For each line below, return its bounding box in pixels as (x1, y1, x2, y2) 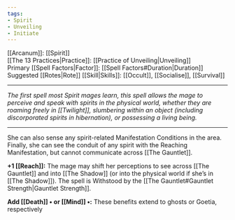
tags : (7, 10, 23, 17)
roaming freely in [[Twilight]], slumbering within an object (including (7, 106, 204, 115)
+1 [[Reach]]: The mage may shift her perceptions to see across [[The (7, 162, 210, 170)
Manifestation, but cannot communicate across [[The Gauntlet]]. (7, 148, 193, 157)
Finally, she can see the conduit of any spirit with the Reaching (7, 141, 187, 149)
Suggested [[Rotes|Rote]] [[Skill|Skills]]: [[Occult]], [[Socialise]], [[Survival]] (7, 71, 225, 80)
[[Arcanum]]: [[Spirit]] (7, 49, 70, 57)
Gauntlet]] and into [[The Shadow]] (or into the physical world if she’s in (7, 169, 213, 178)
